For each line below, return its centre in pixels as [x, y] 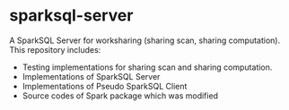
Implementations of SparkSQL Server [91, 76]
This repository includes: [55, 49]
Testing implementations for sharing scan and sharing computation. [147, 67]
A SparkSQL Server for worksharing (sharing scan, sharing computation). [145, 40]
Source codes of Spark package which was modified [120, 96]
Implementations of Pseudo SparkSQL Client [105, 86]
